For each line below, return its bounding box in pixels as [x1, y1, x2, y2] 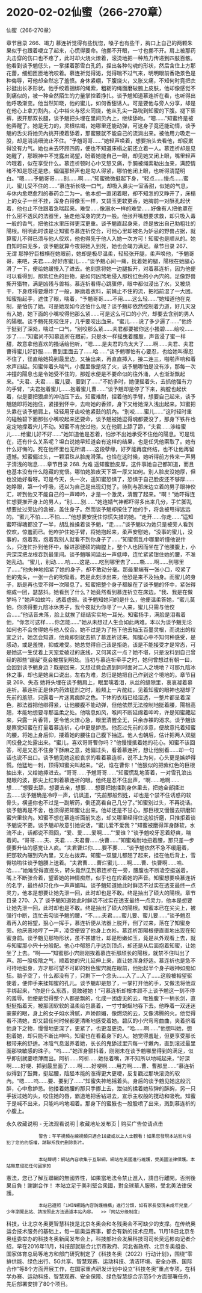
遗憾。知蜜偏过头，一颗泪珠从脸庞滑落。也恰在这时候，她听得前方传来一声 [6, 452, 191, 460]
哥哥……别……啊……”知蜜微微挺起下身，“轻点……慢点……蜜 [44, 174, 189, 182]
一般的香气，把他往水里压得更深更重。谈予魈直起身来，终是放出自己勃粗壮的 [6, 220, 196, 227]
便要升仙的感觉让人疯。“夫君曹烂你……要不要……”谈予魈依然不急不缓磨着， [6, 844, 192, 851]
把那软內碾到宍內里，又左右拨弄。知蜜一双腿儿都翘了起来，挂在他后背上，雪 [6, 851, 196, 859]
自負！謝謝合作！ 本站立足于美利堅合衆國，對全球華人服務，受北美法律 [11, 1182, 187, 1189]
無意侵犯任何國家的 [10, 1162, 51, 1169]
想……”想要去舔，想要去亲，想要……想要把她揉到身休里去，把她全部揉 [6, 783, 179, 791]
